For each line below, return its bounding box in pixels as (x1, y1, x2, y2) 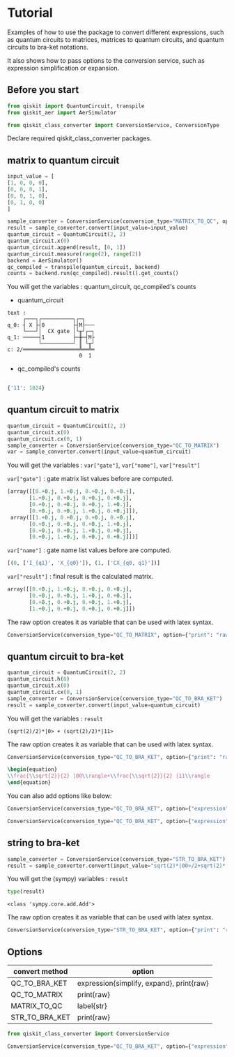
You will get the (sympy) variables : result (7, 875, 129, 883)
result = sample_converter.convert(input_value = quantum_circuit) (7, 702, 201, 709)
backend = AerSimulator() (7, 257, 82, 264)
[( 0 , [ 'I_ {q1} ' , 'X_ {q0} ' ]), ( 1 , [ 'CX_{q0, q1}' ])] (7, 560, 160, 567)
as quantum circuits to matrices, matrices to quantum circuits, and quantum (7, 35, 224, 43)
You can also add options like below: (7, 792, 113, 800)
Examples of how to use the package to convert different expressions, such (7, 28, 224, 36)
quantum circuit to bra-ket (7, 651, 124, 663)
